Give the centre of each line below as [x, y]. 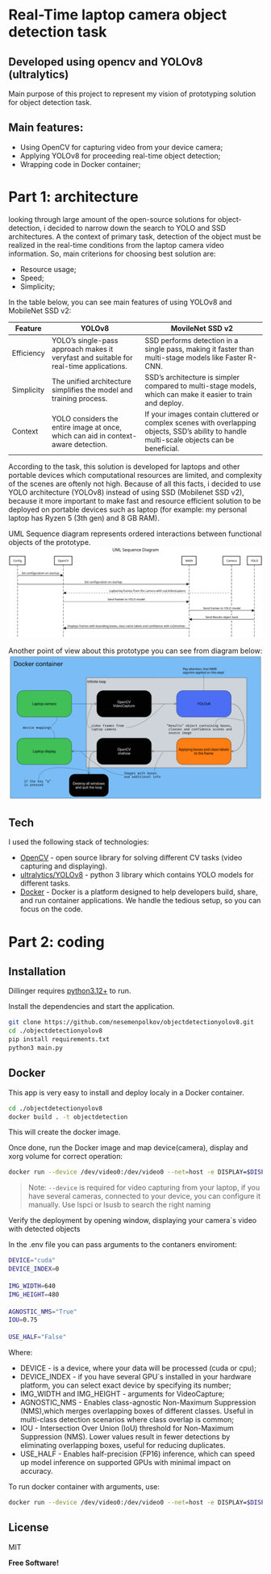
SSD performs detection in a [192, 340]
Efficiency [29, 353]
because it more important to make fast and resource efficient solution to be [135, 500]
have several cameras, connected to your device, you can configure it [144, 1196]
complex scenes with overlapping [200, 423]
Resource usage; [48, 269]
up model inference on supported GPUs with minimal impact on [125, 1463]
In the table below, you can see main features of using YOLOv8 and [120, 302]
